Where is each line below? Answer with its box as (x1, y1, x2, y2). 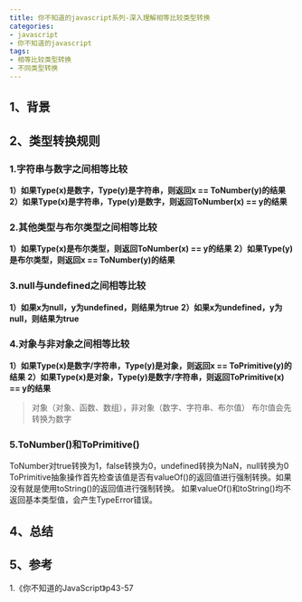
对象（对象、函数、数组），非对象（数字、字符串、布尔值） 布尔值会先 (31, 402, 292, 413)
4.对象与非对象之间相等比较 (9, 338, 130, 350)
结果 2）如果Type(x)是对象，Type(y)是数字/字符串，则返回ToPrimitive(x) (9, 371, 285, 382)
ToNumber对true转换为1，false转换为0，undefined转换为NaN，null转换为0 (9, 461, 289, 472)
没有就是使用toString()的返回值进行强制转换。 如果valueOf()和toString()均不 (9, 483, 292, 494)
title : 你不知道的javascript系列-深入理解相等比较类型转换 (9, 13, 211, 23)
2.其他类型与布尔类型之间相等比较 (9, 221, 158, 234)
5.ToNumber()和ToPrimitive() (9, 438, 140, 451)
